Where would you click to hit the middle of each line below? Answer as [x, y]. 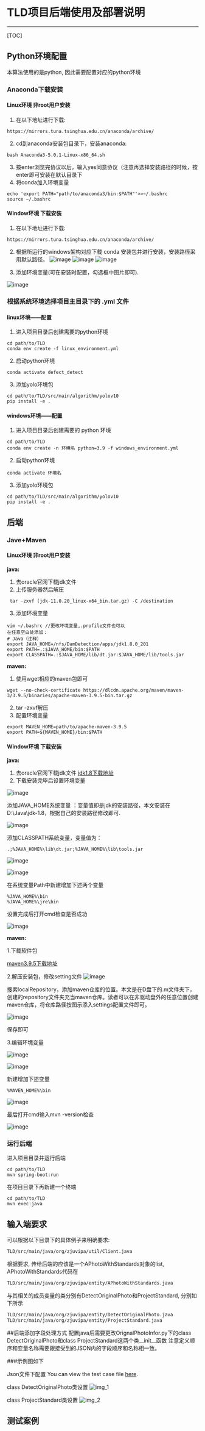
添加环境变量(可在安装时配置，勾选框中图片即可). [77, 273]
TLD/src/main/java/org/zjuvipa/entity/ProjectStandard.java [85, 1320]
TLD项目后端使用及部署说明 [76, 13]
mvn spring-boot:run [33, 1175]
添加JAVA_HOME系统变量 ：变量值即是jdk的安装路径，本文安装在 [89, 805]
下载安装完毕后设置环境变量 [50, 781]
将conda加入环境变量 [42, 182]
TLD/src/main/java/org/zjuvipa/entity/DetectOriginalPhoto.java [90, 1314]
